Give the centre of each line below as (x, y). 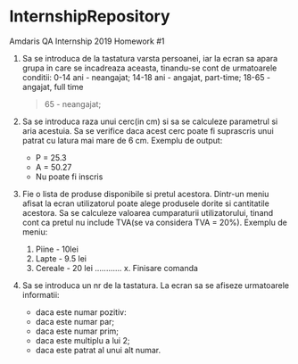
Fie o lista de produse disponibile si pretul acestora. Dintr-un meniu (145, 194)
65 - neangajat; (73, 103)
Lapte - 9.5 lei (61, 258)
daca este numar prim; (77, 331)
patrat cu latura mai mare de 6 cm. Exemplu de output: (122, 140)
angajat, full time (53, 87)
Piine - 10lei (57, 249)
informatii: (41, 294)
